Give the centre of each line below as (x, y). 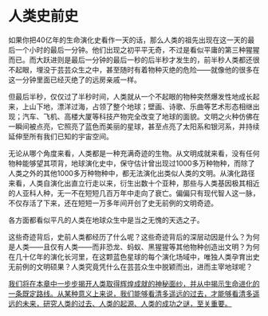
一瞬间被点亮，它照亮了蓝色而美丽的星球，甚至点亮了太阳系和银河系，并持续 (134, 126)
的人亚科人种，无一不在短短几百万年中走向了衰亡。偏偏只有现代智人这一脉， (134, 193)
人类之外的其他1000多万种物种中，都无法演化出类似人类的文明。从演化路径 (132, 173)
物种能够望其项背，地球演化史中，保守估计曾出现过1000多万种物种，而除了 (132, 163)
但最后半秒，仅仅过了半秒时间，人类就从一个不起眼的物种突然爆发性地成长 (130, 96)
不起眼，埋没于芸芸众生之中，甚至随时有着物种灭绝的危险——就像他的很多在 (134, 69)
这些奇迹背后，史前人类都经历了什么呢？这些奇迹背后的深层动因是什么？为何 (134, 236)
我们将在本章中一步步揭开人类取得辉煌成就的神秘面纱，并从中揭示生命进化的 (134, 283)
